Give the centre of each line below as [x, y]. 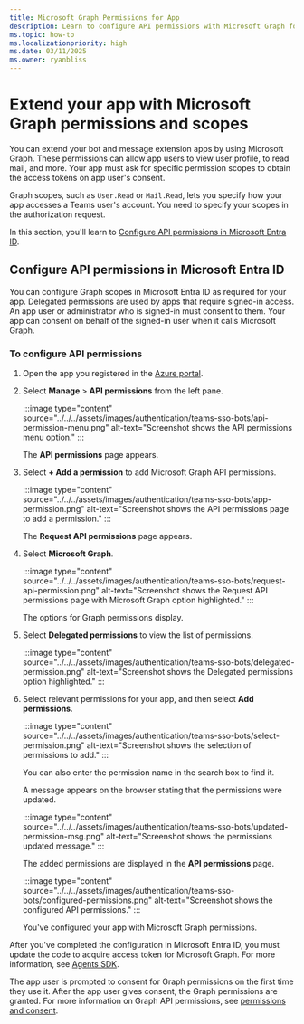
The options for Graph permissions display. [103, 618]
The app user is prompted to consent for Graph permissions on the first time [152, 981]
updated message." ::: [63, 846]
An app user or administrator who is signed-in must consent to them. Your [147, 311]
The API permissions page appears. [90, 455]
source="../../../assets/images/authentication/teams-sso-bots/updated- [155, 827]
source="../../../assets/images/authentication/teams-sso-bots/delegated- [158, 662]
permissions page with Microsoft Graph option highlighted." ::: [138, 600]
